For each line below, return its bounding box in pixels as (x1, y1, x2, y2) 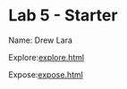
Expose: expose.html (8, 69, 84, 80)
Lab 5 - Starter (8, 5, 118, 26)
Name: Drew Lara (8, 35, 73, 45)
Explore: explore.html (8, 52, 85, 62)
